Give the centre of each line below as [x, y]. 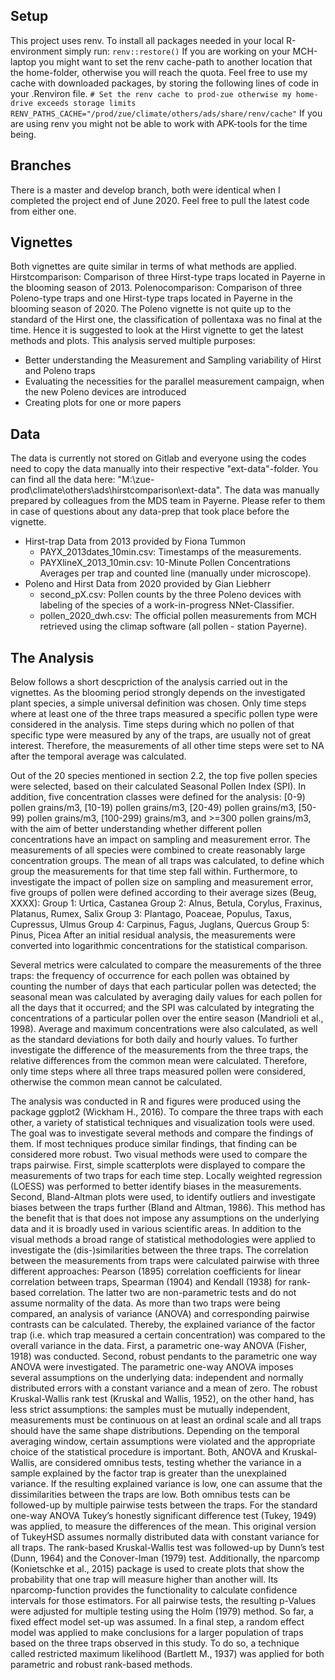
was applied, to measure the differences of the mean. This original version [163, 1526]
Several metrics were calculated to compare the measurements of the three [166, 965]
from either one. [43, 211]
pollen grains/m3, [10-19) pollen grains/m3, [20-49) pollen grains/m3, [153, 808]
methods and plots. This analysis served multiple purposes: [133, 341]
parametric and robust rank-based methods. [101, 1665]
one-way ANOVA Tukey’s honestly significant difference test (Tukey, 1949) [163, 1516]
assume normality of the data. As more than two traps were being [145, 1303]
